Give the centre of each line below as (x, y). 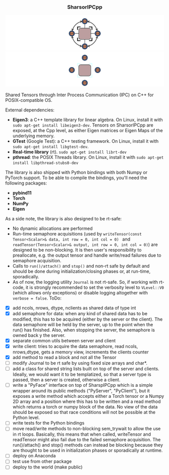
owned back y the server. (39, 335)
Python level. (26, 418)
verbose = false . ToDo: (37, 298)
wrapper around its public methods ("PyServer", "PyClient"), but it (81, 391)
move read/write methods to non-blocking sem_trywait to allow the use (87, 429)
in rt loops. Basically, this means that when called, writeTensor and (82, 434)
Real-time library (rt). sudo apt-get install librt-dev (70, 152)
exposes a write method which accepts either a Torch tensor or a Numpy (88, 396)
